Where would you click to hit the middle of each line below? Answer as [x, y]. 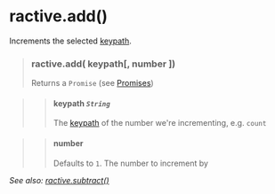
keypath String [82, 103]
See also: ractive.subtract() [59, 180]
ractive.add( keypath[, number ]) [103, 64]
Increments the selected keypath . [70, 41]
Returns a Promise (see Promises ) [92, 83]
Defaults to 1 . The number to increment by [131, 163]
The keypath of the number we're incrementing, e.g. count [160, 123]
